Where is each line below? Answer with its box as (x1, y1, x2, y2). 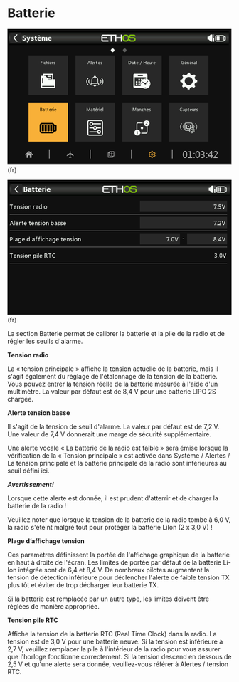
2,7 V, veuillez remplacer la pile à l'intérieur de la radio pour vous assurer (7, 645, 221, 654)
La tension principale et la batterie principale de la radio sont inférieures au (7, 459, 228, 468)
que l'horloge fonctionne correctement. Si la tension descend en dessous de (7, 653, 232, 661)
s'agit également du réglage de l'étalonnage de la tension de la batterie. (7, 372, 218, 381)
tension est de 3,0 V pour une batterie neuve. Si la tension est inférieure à (7, 637, 223, 646)
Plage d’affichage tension (7, 537, 85, 545)
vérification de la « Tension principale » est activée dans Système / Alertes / (7, 451, 230, 460)
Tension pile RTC (7, 616, 59, 624)
